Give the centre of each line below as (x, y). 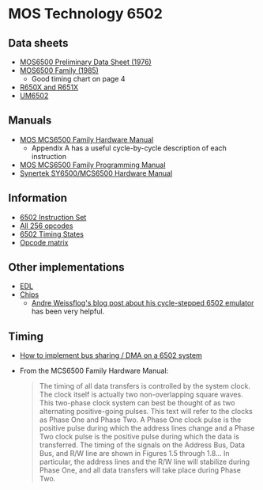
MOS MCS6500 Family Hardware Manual (86, 139)
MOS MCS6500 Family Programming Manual (92, 165)
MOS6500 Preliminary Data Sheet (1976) (85, 62)
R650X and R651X (49, 87)
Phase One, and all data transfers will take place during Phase (140, 470)
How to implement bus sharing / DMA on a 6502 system (111, 355)
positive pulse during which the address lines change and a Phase (147, 428)
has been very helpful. (68, 311)
